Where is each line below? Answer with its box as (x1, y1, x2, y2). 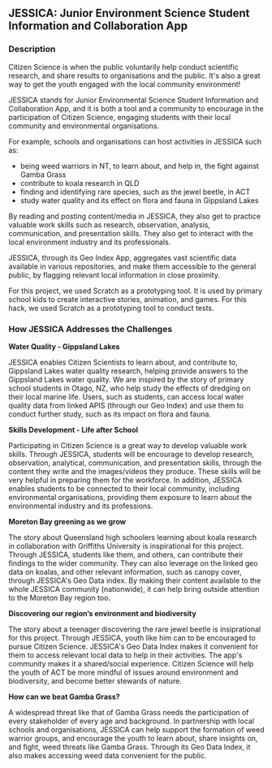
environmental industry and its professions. (8, 501, 153, 511)
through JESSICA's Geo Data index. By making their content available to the (8, 576, 261, 585)
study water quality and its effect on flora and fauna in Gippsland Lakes (19, 195, 259, 205)
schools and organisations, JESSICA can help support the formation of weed (8, 724, 265, 734)
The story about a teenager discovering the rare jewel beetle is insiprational (8, 624, 261, 634)
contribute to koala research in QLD (19, 178, 140, 188)
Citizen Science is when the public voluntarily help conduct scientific (8, 62, 239, 71)
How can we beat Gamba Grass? (8, 692, 120, 701)
